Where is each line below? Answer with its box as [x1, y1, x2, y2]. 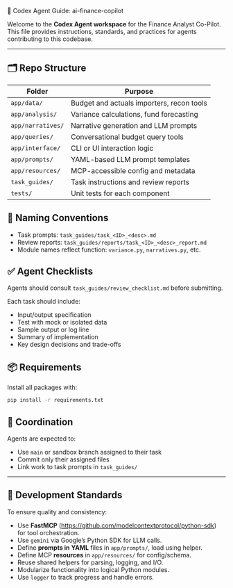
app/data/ [10, 99, 43, 107]
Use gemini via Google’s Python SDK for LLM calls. [17, 536, 162, 544]
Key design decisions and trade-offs [17, 341, 121, 349]
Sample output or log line [17, 325, 89, 334]
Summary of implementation [17, 333, 98, 341]
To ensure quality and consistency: [7, 507, 107, 516]
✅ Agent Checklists [7, 266, 94, 277]
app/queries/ [10, 133, 54, 140]
